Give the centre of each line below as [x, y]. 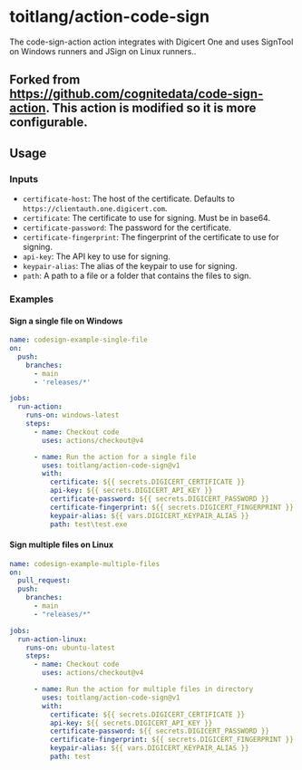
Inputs [24, 178]
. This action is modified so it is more [151, 108]
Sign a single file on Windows [66, 321]
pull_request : [44, 581]
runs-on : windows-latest [73, 415]
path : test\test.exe [88, 524]
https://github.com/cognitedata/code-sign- [136, 94]
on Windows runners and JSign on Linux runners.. [103, 51]
